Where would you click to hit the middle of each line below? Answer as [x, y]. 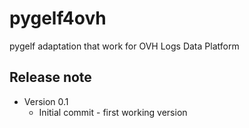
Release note [50, 77]
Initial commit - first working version [113, 112]
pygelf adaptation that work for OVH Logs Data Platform [124, 46]
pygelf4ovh [58, 18]
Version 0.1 [46, 101]
